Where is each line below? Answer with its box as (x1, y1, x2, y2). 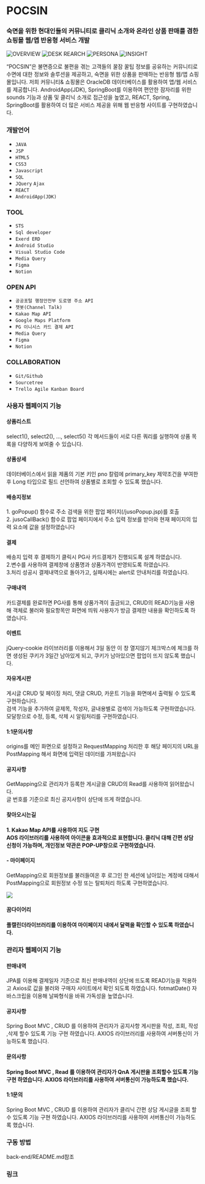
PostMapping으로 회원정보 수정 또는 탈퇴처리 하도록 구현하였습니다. (6, 879, 169, 887)
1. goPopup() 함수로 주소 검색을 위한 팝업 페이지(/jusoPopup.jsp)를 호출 (6, 508, 179, 516)
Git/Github (15, 373, 43, 379)
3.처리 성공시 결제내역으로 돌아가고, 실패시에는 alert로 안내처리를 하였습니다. (6, 569, 189, 576)
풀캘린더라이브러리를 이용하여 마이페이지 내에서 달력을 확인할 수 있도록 (6, 921, 173, 928)
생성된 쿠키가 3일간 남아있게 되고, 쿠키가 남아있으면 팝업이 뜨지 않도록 (12, 652, 179, 659)
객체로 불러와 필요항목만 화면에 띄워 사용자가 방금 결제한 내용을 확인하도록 (12, 606, 190, 614)
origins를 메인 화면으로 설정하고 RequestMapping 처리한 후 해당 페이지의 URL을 (6, 743, 199, 750)
